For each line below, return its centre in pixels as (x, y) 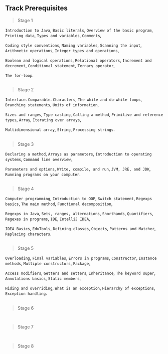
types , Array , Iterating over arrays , (43, 120)
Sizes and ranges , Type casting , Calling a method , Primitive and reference (84, 114)
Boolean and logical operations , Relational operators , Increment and (78, 60)
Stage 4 (26, 189)
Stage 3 (26, 144)
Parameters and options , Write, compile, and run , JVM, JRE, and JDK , (78, 169)
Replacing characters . (28, 234)
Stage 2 (26, 90)
